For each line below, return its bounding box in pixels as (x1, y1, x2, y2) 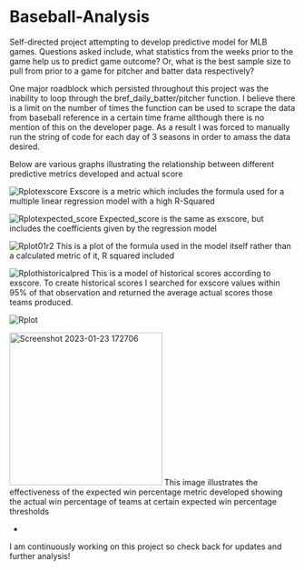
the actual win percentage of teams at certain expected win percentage (9, 495, 278, 506)
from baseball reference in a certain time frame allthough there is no (9, 112, 265, 123)
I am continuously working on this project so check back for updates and (9, 541, 282, 552)
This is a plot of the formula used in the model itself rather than (55, 240, 292, 251)
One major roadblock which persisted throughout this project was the (9, 83, 270, 94)
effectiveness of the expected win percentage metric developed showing (9, 486, 283, 497)
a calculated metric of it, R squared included (9, 250, 175, 261)
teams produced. (9, 296, 74, 307)
